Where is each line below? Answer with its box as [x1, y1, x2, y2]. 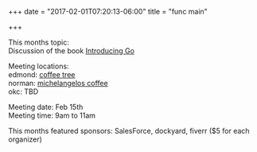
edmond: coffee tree [8, 70, 76, 79]
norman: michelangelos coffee [8, 79, 109, 88]
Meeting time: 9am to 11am [8, 111, 96, 120]
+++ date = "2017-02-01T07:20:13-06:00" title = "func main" [8, 7, 208, 16]
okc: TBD [8, 87, 39, 96]
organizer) [8, 134, 42, 144]
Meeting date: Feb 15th [8, 103, 84, 111]
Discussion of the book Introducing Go [8, 46, 135, 55]
